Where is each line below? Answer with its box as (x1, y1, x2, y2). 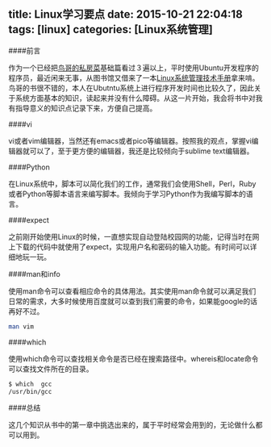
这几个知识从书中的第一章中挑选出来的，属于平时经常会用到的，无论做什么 (8, 420, 256, 430)
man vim (8, 322, 35, 331)
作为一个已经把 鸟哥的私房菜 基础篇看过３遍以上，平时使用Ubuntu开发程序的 (8, 63, 260, 73)
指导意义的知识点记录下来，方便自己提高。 (15, 103, 157, 113)
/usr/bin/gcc (8, 387, 52, 395)
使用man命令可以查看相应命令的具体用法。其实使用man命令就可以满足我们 (8, 286, 256, 296)
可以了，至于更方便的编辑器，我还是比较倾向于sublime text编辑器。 (29, 146, 254, 156)
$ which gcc (8, 380, 52, 388)
